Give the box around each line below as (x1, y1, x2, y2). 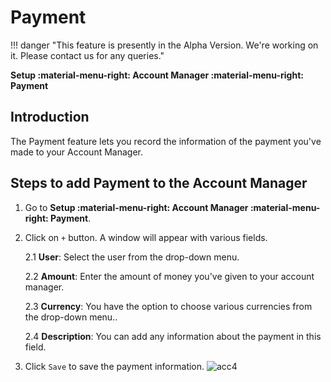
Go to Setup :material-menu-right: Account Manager (24, 201, 249, 213)
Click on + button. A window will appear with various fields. (24, 231, 268, 243)
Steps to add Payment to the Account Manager (10, 175, 308, 192)
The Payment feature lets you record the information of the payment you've (10, 135, 322, 147)
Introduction (10, 109, 90, 126)
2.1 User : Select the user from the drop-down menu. (24, 251, 240, 263)
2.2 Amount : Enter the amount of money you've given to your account (24, 270, 315, 282)
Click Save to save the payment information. (24, 360, 205, 372)
